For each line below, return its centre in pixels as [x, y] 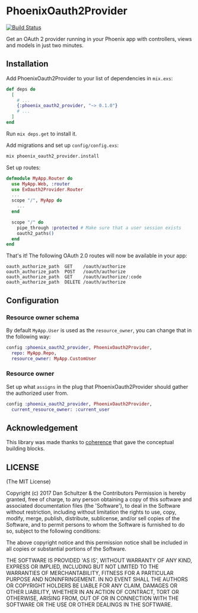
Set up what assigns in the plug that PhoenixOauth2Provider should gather [97, 386]
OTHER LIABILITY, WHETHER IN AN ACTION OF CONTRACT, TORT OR [92, 592]
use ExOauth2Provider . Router [47, 189]
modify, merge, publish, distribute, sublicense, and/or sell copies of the [93, 518]
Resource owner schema [43, 317]
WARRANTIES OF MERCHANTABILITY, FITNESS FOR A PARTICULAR [90, 573]
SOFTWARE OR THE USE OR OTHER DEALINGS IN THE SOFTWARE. [89, 605]
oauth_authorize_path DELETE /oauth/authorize [66, 282]
